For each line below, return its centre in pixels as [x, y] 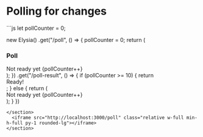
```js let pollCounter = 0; [36, 28]
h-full [15, 123]
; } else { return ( [27, 88]
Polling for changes [56, 11]
